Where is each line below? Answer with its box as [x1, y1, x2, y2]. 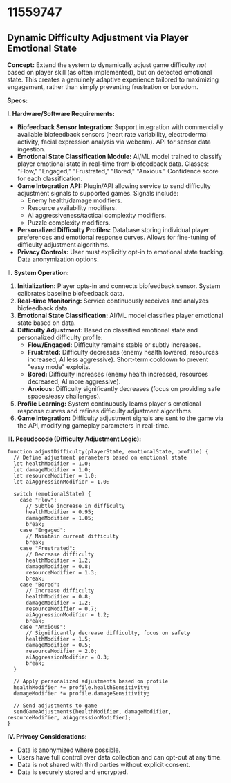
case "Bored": [19, 581, 60, 588]
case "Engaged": [19, 527, 67, 534]
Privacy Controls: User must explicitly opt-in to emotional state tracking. [17, 248, 225, 256]
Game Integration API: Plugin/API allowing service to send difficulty [17, 182, 211, 190]
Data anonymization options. [17, 255, 99, 263]
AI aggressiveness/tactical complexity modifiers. [27, 211, 167, 219]
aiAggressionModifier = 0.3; [25, 654, 110, 661]
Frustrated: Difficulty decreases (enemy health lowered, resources [27, 348, 219, 356]
